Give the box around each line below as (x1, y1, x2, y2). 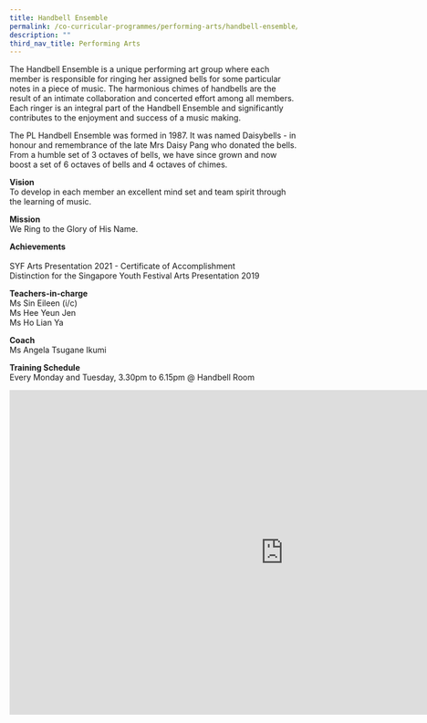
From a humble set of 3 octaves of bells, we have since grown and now (9, 150, 277, 161)
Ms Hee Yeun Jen (9, 308, 77, 319)
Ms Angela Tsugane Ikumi (9, 344, 107, 356)
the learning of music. (9, 196, 92, 207)
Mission (9, 214, 41, 225)
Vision (9, 177, 35, 188)
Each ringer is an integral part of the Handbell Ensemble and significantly (9, 102, 285, 114)
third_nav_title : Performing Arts (9, 38, 141, 48)
